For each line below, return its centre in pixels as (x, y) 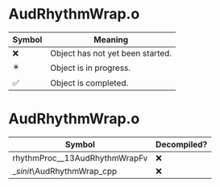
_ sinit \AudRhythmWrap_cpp (65, 171)
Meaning (111, 39)
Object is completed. (89, 83)
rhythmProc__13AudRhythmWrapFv (80, 158)
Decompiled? (182, 144)
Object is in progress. (90, 68)
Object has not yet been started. (110, 53)
